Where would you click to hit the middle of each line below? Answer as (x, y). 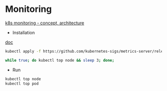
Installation (24, 32)
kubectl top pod (22, 84)
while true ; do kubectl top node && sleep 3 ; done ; (60, 60)
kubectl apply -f (23, 51)
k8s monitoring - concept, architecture (45, 23)
